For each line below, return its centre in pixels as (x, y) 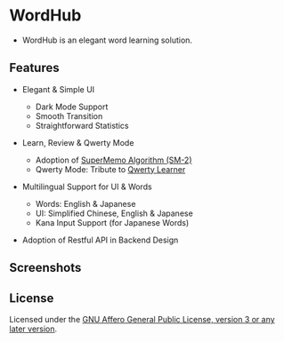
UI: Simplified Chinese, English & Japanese (114, 213)
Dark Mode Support (72, 107)
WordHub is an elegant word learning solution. (107, 40)
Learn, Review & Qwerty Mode (78, 142)
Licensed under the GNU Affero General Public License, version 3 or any (142, 319)
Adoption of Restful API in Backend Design (100, 240)
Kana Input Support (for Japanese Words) (112, 222)
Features (34, 68)
